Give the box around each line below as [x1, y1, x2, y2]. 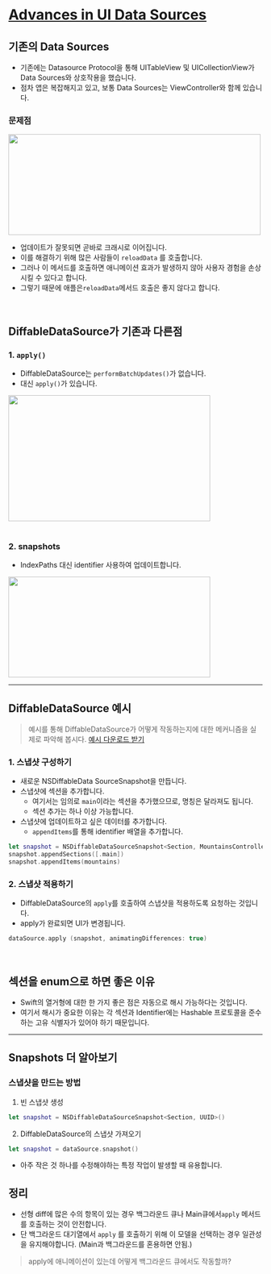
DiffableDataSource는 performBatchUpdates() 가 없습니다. [19, 368, 206, 378]
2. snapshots [8, 540, 60, 552]
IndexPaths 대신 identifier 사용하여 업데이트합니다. [19, 560, 181, 570]
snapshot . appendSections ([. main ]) [8, 851, 125, 859]
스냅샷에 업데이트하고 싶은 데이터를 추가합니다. [19, 817, 168, 826]
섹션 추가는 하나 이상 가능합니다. [31, 806, 134, 816]
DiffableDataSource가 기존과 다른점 [8, 324, 183, 338]
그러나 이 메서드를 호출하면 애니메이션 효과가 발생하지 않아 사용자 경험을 [19, 263, 247, 273]
